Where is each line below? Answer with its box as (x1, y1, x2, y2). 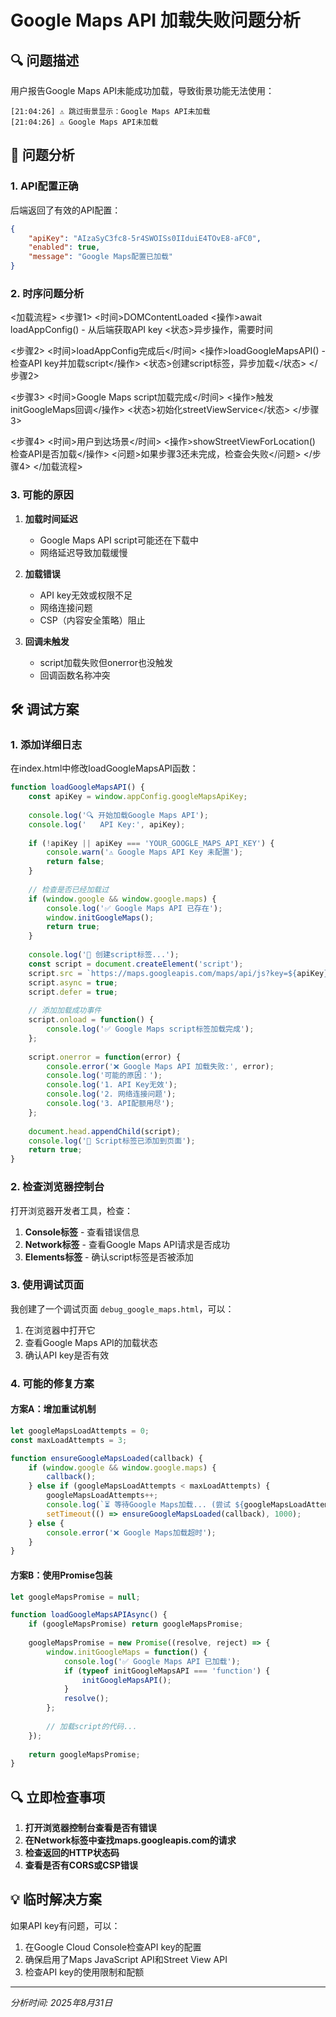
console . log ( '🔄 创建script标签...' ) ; (28, 950, 180, 960)
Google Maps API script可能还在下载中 (39, 534, 199, 546)
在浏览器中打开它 (24, 1324, 96, 1336)
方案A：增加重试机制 (10, 1403, 97, 1415)
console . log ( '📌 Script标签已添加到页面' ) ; (28, 1136, 196, 1146)
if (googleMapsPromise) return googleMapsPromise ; (28, 1619, 244, 1630)
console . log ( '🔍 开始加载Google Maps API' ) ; (28, 810, 209, 820)
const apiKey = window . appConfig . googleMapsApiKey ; (28, 792, 248, 802)
